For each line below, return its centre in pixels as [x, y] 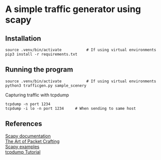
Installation [23, 38]
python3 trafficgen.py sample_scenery [46, 86]
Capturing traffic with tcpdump [37, 95]
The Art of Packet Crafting [32, 141]
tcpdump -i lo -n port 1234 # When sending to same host [71, 108]
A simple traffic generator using [73, 9]
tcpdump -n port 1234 [28, 104]
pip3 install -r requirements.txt [42, 54]
